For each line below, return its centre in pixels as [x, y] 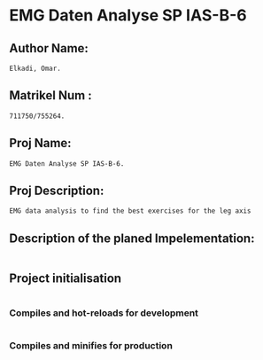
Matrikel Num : [50, 95]
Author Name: [49, 48]
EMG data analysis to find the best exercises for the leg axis [130, 211]
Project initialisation [66, 278]
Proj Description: [57, 191]
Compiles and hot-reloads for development [104, 313]
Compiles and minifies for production [91, 346]
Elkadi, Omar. [35, 68]
